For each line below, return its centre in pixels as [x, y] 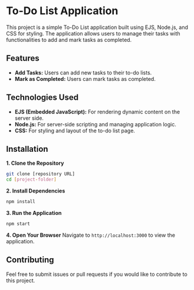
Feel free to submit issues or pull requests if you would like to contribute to [97, 274]
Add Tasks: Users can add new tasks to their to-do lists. [83, 73]
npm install [21, 202]
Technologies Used [42, 98]
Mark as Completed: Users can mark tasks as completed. [85, 79]
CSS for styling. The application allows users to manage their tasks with [93, 33]
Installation [27, 149]
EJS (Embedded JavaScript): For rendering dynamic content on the [97, 112]
